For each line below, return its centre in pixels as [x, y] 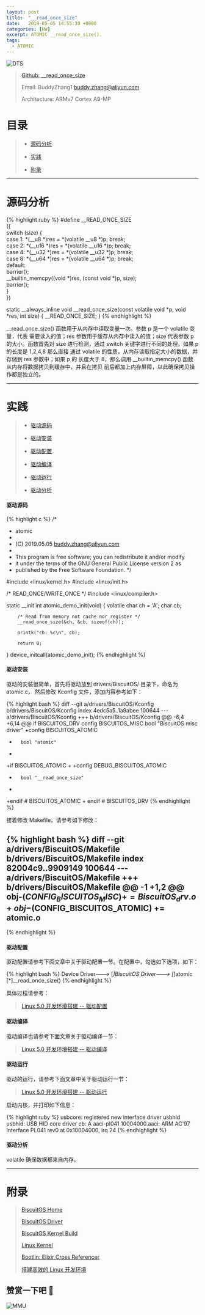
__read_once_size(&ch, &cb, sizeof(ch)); [70, 622]
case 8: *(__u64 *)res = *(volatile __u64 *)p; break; [70, 258]
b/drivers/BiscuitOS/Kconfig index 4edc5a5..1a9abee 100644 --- [88, 711]
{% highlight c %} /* [31, 519]
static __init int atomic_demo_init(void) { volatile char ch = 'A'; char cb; [94, 605]
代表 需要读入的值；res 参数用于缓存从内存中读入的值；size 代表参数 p [105, 336]
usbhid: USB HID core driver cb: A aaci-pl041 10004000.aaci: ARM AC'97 [98, 1123]
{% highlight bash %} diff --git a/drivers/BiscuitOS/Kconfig [80, 704]
